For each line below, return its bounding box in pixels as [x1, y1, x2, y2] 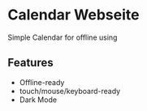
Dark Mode [19, 95, 58, 105]
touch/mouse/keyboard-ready [19, 86, 121, 96]
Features [7, 56, 54, 70]
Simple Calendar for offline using [7, 32, 118, 42]
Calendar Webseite [7, 6, 140, 24]
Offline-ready [19, 77, 65, 87]
